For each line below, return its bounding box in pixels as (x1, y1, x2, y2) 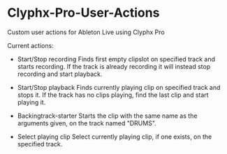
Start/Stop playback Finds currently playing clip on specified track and (17, 83, 221, 91)
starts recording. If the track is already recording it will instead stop (17, 62, 211, 70)
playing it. (17, 98, 46, 106)
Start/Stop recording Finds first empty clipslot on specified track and (17, 54, 215, 63)
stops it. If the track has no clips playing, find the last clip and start (17, 91, 209, 99)
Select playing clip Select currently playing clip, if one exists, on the (17, 132, 212, 141)
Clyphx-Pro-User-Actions (7, 5, 160, 21)
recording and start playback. (17, 70, 103, 78)
